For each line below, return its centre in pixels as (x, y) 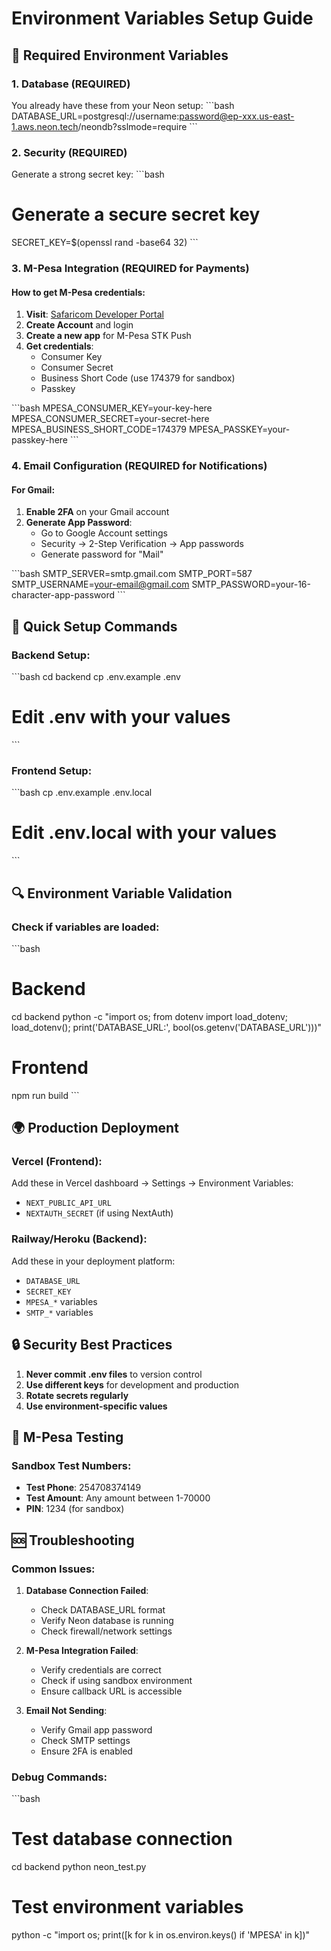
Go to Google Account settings (104, 533)
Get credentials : (59, 346)
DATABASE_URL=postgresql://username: (95, 116)
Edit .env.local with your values (144, 833)
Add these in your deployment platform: (93, 1261)
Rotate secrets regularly (77, 1395)
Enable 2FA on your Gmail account (97, 512)
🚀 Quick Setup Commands (94, 626)
